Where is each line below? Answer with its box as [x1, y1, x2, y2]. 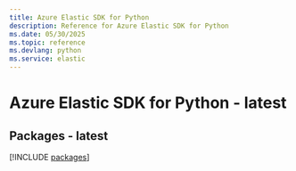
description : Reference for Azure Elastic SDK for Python [9, 21, 229, 30]
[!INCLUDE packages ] [9, 152, 90, 162]
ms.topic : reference [9, 37, 86, 47]
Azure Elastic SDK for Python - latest [9, 93, 287, 113]
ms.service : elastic [9, 54, 86, 63]
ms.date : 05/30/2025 [9, 29, 86, 38]
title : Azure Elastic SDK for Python [9, 12, 150, 22]
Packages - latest [9, 128, 109, 143]
